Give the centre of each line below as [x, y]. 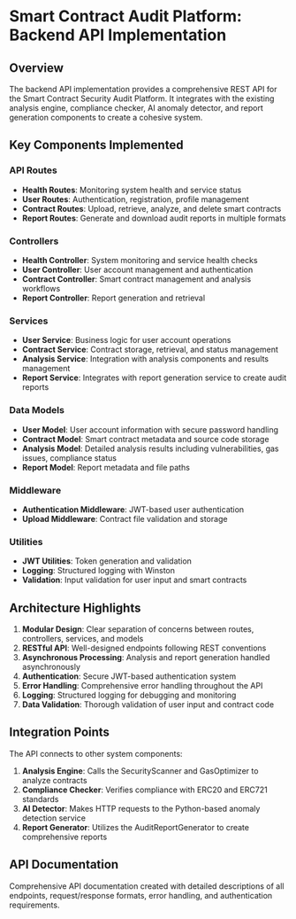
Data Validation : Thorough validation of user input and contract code [148, 704]
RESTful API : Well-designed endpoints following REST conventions [144, 648]
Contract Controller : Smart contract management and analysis [137, 279]
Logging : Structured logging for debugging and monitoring [129, 695]
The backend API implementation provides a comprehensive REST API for [143, 89]
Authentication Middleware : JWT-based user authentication [133, 509]
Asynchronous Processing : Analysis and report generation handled [146, 657]
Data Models [37, 410]
